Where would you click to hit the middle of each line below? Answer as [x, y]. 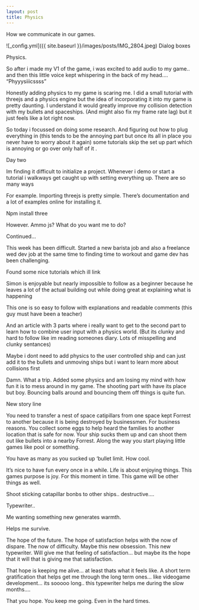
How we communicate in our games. [51, 34]
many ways [20, 184]
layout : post [22, 12]
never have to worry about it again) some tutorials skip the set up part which [99, 142]
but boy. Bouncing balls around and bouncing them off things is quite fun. [96, 392]
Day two [16, 160]
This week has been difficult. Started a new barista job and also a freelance [98, 247]
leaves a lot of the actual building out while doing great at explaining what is [99, 290]
